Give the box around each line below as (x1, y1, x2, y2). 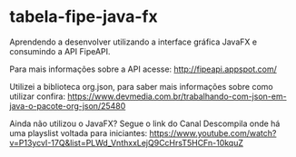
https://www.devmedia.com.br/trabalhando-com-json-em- (67, 91, 288, 102)
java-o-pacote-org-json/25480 (9, 100, 126, 111)
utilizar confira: (9, 91, 66, 102)
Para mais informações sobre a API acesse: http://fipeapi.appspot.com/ (9, 64, 277, 74)
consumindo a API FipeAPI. (9, 45, 111, 56)
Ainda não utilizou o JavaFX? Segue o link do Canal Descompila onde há (9, 118, 281, 129)
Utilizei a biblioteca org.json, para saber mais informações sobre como (9, 81, 274, 92)
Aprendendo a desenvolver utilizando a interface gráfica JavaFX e (9, 36, 257, 47)
